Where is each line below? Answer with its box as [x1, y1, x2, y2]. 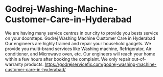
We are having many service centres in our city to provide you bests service [5, 30, 159, 36]
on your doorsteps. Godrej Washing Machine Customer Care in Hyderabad [5, 35, 156, 41]
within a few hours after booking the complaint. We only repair [5, 56, 131, 62]
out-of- [131, 56, 146, 62]
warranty [5, 61, 23, 67]
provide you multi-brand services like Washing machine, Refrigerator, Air [5, 46, 152, 51]
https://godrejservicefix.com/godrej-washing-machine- [45, 61, 157, 67]
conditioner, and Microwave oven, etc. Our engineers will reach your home [5, 51, 156, 57]
